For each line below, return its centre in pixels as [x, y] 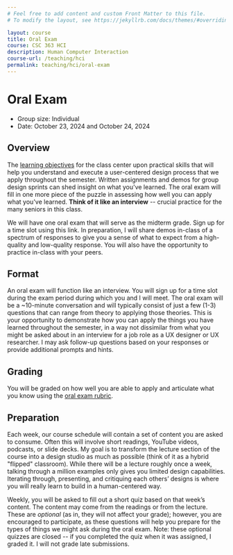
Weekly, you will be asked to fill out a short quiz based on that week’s [106, 499]
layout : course [29, 33]
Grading [25, 372]
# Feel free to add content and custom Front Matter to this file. [107, 14]
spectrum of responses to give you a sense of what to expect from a [105, 237]
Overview [29, 148]
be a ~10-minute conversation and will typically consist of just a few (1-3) [112, 305]
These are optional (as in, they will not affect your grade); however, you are [114, 514]
